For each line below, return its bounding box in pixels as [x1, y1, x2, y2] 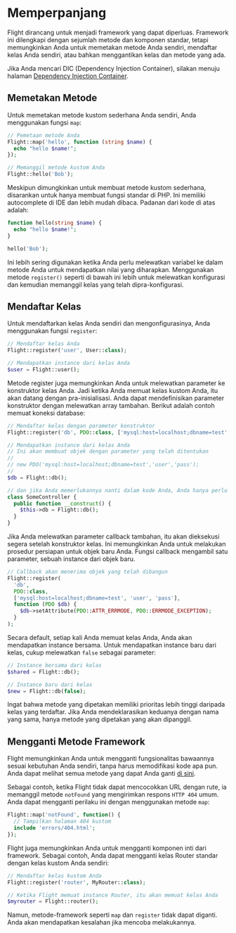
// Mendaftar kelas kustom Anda [7, 872, 102, 880]
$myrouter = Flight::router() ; [7, 898, 99, 905]
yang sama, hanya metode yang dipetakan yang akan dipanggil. [7, 715, 192, 723]
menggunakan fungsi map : [7, 118, 82, 127]
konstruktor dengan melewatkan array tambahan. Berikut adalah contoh [7, 401, 216, 409]
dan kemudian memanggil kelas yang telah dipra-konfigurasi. [7, 280, 184, 289]
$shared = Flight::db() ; [7, 668, 80, 676]
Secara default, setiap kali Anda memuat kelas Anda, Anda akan [7, 633, 192, 641]
